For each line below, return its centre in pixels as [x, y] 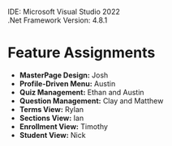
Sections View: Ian [52, 118]
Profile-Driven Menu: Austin [67, 83]
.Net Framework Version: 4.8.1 [58, 20]
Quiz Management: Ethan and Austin [82, 92]
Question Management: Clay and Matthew [91, 101]
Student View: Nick [52, 135]
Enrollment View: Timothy [64, 126]
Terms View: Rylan [52, 109]
